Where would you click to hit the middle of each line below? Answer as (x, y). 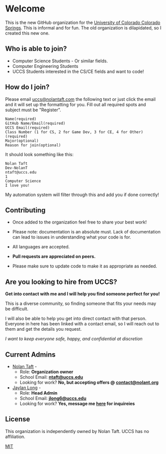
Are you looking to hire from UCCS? (61, 282)
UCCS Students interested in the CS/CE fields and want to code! (78, 71)
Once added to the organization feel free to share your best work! (80, 222)
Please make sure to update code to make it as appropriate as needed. (85, 266)
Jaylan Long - (27, 388)
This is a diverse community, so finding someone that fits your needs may (81, 304)
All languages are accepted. (41, 247)
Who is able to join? (36, 49)
